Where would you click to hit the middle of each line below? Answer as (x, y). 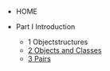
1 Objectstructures (58, 42)
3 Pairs (39, 59)
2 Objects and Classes (65, 50)
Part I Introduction (45, 26)
